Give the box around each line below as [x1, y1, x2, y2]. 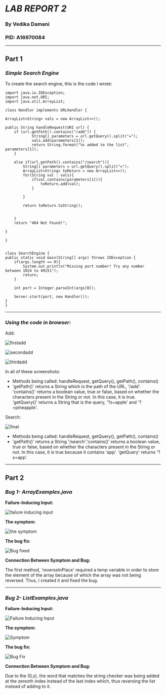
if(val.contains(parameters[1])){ [31, 177, 103, 182]
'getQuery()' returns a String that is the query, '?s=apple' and [12, 400, 137, 405]
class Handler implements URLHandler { [5, 108, 87, 113]
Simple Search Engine [5, 69, 59, 76]
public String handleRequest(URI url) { [5, 125, 90, 130]
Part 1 [5, 55, 23, 63]
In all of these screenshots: [5, 369, 60, 375]
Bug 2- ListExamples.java [5, 594, 68, 601]
